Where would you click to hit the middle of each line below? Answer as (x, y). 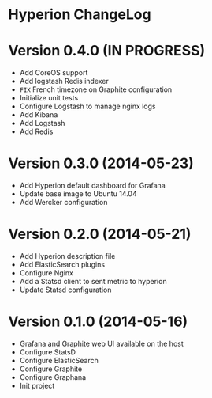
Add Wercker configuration (63, 203)
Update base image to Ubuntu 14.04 (78, 194)
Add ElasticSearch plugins (62, 264)
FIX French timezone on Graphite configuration (96, 89)
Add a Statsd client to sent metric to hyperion (93, 281)
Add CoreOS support (54, 73)
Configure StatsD (48, 352)
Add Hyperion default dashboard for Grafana (92, 186)
